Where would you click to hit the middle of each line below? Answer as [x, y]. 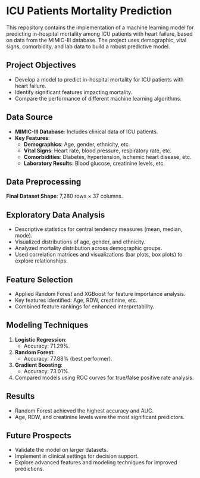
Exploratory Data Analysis [56, 215]
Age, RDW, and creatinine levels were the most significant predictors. [99, 417]
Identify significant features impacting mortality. [74, 92]
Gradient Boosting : [38, 365]
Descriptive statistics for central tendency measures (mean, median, [99, 229]
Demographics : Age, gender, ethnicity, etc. [77, 144]
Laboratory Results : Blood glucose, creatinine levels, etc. [94, 163]
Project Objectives [41, 65]
